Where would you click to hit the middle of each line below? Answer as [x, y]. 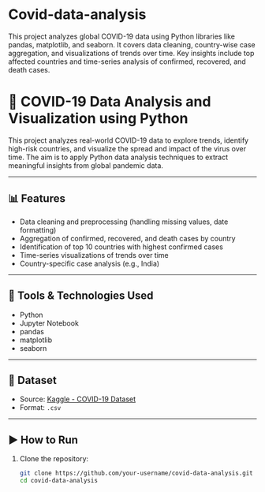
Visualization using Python [98, 119]
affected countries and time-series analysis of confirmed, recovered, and [127, 61]
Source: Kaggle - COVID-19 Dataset [78, 399]
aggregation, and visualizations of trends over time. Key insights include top [131, 53]
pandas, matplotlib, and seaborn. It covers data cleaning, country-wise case [132, 44]
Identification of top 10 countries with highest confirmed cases [121, 247]
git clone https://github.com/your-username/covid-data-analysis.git [136, 473]
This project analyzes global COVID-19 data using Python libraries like [121, 36]
